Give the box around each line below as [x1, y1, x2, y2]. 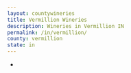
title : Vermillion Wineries [7, 16, 88, 23]
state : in [7, 42, 36, 48]
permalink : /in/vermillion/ [7, 29, 88, 36]
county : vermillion [7, 35, 63, 42]
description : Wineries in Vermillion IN [7, 23, 125, 29]
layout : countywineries [7, 10, 75, 17]
